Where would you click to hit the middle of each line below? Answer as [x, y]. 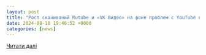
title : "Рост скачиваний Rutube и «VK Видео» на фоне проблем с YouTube [101, 18]
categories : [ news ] [31, 29]
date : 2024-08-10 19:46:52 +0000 [49, 23]
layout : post [23, 12]
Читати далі [22, 46]
